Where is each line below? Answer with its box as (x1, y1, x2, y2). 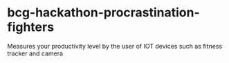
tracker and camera (7, 49, 64, 58)
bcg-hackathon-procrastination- (7, 5, 201, 21)
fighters (7, 19, 54, 35)
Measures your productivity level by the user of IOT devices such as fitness (7, 42, 223, 50)
